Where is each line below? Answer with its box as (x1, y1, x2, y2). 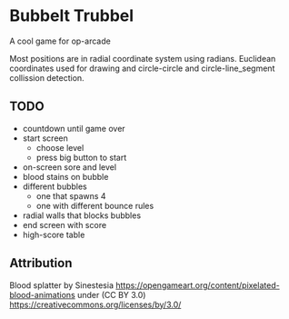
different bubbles (22, 181, 88, 192)
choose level (35, 142, 85, 153)
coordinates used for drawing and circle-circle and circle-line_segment (9, 63, 275, 74)
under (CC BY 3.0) (76, 289, 146, 300)
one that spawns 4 (35, 190, 106, 201)
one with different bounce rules (35, 200, 154, 211)
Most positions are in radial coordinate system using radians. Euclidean (9, 53, 276, 64)
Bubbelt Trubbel (9, 5, 135, 26)
